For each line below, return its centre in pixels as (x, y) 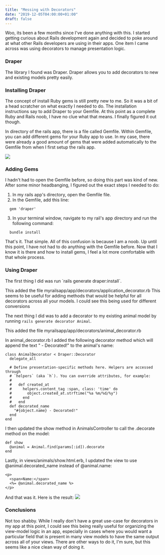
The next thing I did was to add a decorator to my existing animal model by (81, 316)
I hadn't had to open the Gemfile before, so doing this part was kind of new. (82, 180)
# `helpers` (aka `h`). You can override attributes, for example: (80, 376)
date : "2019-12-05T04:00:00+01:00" (42, 14)
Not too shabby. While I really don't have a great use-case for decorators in (82, 520)
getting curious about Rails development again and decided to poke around (82, 38)
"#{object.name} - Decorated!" (46, 410)
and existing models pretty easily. (39, 77)
